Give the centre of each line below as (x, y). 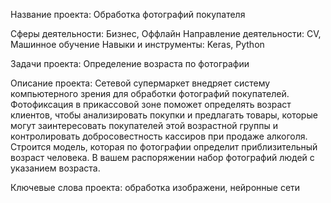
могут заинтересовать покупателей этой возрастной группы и (144, 125)
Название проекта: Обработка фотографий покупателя (128, 14)
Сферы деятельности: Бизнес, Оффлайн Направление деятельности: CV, (166, 33)
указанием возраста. (55, 168)
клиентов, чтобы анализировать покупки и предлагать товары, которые (164, 115)
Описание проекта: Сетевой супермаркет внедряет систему (140, 83)
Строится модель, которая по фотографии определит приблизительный (164, 147)
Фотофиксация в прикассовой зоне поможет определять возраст (151, 104)
